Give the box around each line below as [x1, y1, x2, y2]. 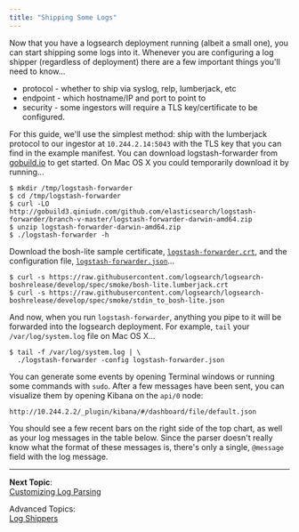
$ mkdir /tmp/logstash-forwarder [9, 183, 133, 192]
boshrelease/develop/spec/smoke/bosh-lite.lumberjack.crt [9, 280, 229, 289]
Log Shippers [9, 512, 59, 523]
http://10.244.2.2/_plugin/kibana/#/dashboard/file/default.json [9, 407, 256, 416]
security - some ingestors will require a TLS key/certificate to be [21, 101, 258, 112]
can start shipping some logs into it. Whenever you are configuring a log [9, 46, 274, 58]
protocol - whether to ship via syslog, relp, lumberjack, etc [21, 83, 238, 93]
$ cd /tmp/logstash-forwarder [9, 191, 122, 200]
